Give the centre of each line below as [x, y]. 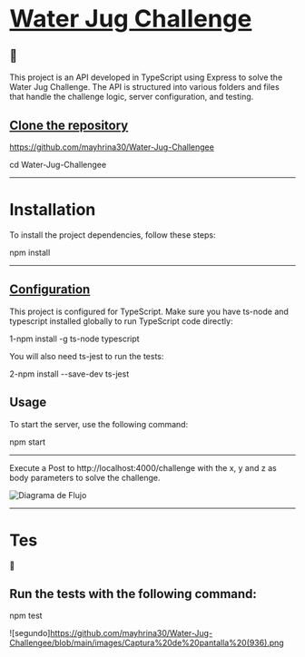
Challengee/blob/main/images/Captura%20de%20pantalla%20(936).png [147, 643]
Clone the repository [69, 125]
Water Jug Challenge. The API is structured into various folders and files [144, 87]
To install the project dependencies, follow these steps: [113, 235]
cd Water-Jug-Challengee [58, 165]
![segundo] [30, 633]
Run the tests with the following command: [133, 594]
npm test [26, 616]
